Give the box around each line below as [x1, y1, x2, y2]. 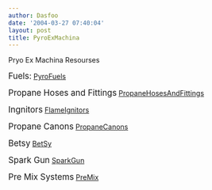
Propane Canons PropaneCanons [8, 121, 129, 132]
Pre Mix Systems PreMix [8, 172, 99, 183]
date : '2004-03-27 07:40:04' [8, 19, 105, 27]
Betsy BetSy [8, 138, 52, 149]
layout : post [8, 26, 52, 34]
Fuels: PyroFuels [8, 70, 67, 82]
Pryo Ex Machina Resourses [8, 55, 100, 65]
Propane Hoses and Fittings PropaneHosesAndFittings [8, 88, 205, 99]
